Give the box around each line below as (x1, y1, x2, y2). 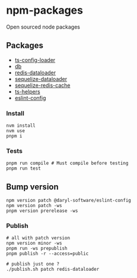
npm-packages (6, 4, 83, 17)
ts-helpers (14, 88, 40, 95)
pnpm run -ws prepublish (6, 245, 68, 252)
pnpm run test (6, 165, 42, 171)
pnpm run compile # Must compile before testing (6, 160, 129, 167)
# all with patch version (6, 235, 70, 241)
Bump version (6, 182, 59, 192)
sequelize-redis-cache (14, 82, 71, 89)
